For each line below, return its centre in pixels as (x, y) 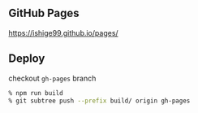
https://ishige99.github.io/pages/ (64, 33)
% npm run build (36, 93)
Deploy (27, 59)
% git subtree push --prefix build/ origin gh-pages (99, 101)
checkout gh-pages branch (52, 78)
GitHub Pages (44, 13)
